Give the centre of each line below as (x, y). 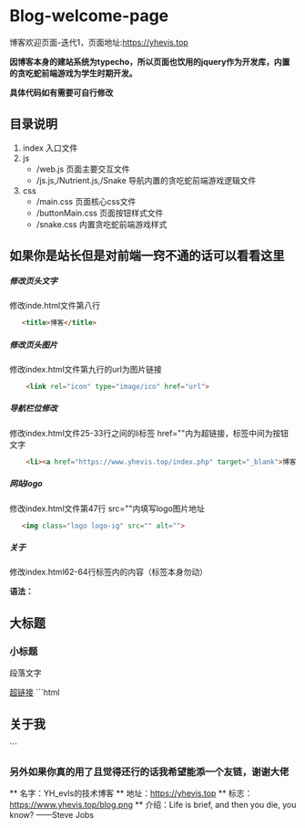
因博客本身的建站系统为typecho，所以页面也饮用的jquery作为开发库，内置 (150, 61)
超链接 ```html (35, 692)
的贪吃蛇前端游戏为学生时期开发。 (73, 73)
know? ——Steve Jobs (52, 815)
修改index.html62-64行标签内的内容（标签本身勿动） (108, 572)
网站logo (26, 484)
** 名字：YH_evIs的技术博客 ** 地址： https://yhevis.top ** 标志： (131, 793)
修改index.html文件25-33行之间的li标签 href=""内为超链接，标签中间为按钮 (149, 433)
